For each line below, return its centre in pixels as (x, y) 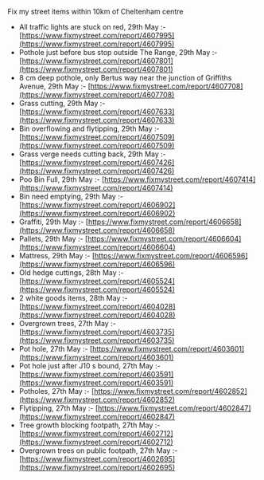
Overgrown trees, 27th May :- (67, 323)
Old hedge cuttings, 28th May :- (71, 273)
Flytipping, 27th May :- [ (58, 408)
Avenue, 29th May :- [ (54, 86)
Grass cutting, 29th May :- (62, 103)
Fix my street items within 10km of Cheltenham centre (95, 12)
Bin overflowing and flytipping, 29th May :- (89, 128)
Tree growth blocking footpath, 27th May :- (89, 425)
